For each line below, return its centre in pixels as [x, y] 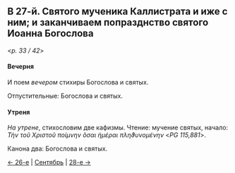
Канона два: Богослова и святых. [58, 149]
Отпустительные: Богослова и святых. [65, 96]
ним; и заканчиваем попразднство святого [108, 23]
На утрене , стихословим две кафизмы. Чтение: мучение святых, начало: [117, 128]
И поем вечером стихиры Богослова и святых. [78, 82]
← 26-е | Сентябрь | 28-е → [49, 162]
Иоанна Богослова [50, 33]
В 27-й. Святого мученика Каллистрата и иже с [117, 12]
